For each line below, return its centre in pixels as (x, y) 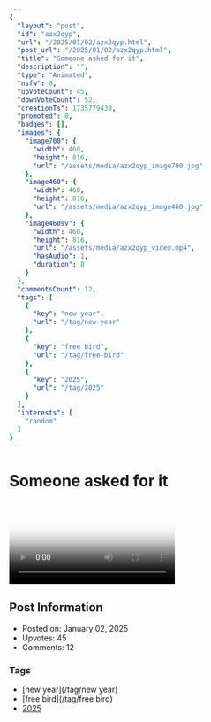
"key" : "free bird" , (70, 346)
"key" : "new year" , (68, 314)
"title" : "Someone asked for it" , (80, 58)
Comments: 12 (48, 647)
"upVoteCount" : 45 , (53, 91)
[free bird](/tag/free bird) (67, 699)
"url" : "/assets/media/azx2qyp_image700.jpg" (117, 166)
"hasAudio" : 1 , (60, 256)
